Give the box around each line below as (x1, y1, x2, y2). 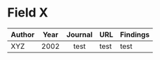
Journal (66, 30, 93, 39)
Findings (119, 30, 150, 39)
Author (10, 30, 35, 39)
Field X (7, 5, 49, 21)
